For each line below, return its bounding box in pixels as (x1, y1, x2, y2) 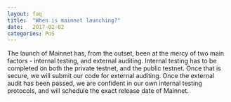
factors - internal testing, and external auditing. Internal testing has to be (7, 57, 217, 65)
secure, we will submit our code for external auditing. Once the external (7, 72, 215, 80)
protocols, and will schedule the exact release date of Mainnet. (7, 87, 190, 95)
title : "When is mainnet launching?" (7, 17, 121, 24)
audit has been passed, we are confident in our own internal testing (7, 79, 202, 88)
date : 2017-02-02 (7, 23, 65, 30)
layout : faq (7, 10, 42, 18)
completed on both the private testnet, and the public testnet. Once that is (7, 64, 221, 72)
